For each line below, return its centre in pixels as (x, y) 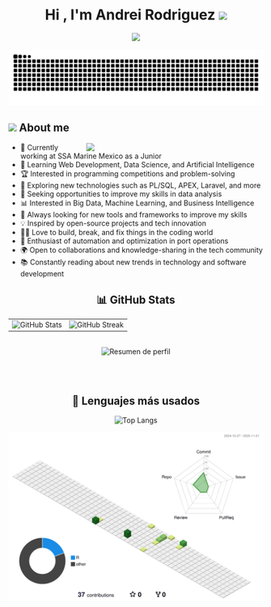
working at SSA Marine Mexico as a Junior (91, 156)
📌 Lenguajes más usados (136, 400)
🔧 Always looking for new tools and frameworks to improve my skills (133, 214)
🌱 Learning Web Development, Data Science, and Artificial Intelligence (137, 164)
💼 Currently (39, 147)
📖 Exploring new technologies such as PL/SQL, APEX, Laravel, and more (140, 185)
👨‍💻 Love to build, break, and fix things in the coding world (116, 232)
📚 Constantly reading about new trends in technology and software (133, 262)
